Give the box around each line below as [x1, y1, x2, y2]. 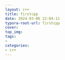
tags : [5, 34, 16, 39]
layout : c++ [5, 7, 29, 12]
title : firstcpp [5, 12, 38, 16]
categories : [5, 43, 29, 48]
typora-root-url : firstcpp [5, 20, 60, 26]
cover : [5, 25, 19, 30]
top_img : [5, 30, 23, 34]
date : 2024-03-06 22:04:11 [5, 16, 60, 21]
